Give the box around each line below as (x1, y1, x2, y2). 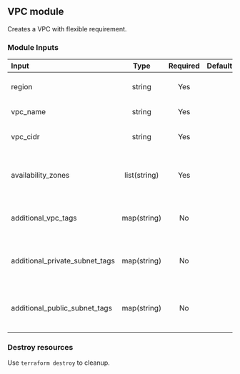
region (11, 82, 33, 92)
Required (168, 61, 200, 71)
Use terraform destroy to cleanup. (7, 358, 111, 367)
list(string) (124, 171, 159, 181)
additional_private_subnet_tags (11, 256, 116, 266)
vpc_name (11, 107, 46, 117)
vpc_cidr (11, 132, 41, 142)
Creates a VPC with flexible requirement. (7, 24, 127, 33)
